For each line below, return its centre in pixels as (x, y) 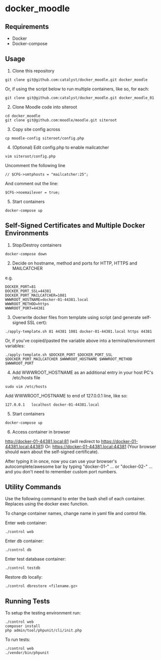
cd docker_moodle (23, 116)
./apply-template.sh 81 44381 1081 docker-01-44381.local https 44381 (79, 331)
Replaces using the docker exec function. (47, 504)
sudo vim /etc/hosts (26, 387)
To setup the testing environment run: (43, 613)
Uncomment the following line (35, 165)
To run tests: (18, 639)
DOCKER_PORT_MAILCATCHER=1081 (36, 295)
